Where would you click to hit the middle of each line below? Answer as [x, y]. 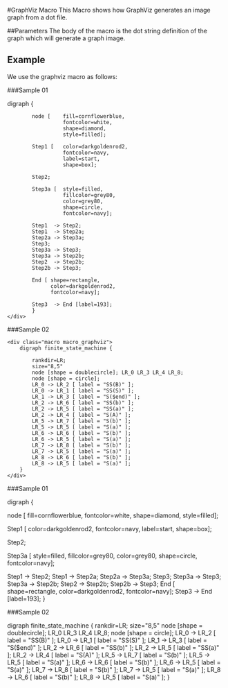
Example [26, 60]
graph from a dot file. [37, 17]
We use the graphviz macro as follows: [62, 76]
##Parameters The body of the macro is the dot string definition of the [107, 31]
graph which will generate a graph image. [66, 38]
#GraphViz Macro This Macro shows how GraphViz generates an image [109, 10]
